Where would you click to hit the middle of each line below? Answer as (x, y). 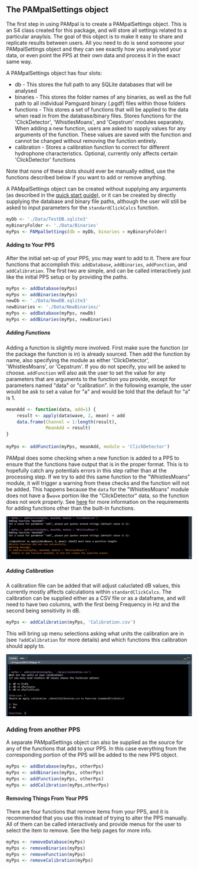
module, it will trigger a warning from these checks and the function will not (98, 483)
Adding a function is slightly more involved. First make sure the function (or (97, 347)
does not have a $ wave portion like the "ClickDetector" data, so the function (98, 496)
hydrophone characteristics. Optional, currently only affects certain (96, 153)
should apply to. (26, 646)
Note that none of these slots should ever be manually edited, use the (90, 171)
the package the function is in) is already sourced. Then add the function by (98, 354)
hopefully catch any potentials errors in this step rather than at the (86, 470)
